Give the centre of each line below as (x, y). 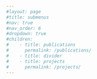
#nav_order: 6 (24, 28)
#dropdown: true (26, 34)
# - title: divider (34, 56)
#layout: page (24, 12)
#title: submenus (28, 17)
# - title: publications (41, 45)
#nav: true (20, 23)
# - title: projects (36, 61)
